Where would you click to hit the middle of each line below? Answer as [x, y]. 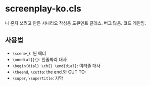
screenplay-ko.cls [43, 9]
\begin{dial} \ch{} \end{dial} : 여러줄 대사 [56, 66]
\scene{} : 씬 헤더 [29, 53]
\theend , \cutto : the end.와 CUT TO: [49, 72]
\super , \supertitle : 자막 [38, 78]
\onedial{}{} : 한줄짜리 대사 [39, 59]
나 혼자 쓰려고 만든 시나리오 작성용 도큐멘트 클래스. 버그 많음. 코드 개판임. [75, 23]
